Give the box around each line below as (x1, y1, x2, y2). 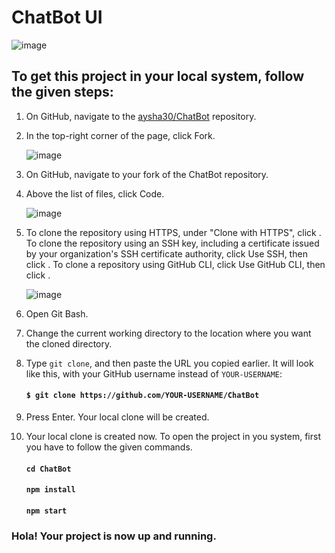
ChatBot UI (11, 6, 103, 29)
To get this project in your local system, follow (11, 68, 305, 85)
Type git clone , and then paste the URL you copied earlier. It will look (25, 357, 314, 369)
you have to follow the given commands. (25, 441, 193, 453)
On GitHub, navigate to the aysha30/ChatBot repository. (25, 110, 257, 122)
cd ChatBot (25, 464, 72, 474)
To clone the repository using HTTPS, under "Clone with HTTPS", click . (25, 226, 322, 238)
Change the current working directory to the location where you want (25, 327, 312, 339)
